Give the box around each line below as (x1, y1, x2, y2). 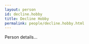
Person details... (4, 34, 38, 40)
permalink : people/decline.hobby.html (4, 21, 85, 26)
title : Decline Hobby (4, 16, 49, 21)
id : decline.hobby (4, 12, 43, 17)
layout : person (4, 7, 36, 12)
